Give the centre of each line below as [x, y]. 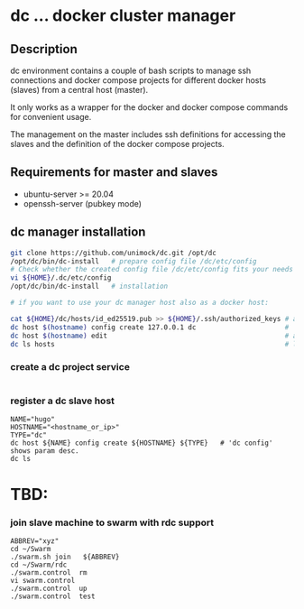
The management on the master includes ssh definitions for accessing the [148, 134]
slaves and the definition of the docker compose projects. [117, 144]
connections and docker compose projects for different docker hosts [138, 80]
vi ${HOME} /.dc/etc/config [61, 278]
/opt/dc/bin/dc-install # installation [89, 286]
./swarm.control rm [49, 573]
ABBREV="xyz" [35, 541]
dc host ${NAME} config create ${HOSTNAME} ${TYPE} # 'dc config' [142, 443]
